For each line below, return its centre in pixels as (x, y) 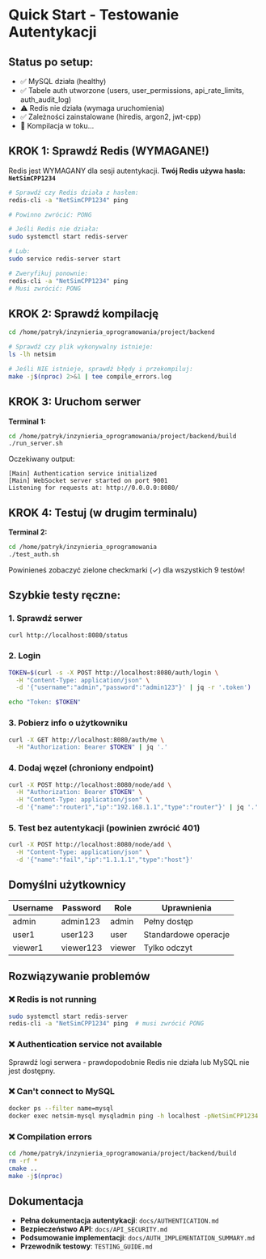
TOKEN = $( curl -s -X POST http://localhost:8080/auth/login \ (114, 673)
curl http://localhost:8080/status (68, 635)
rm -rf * (23, 1161)
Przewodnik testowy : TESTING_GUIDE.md (86, 1246)
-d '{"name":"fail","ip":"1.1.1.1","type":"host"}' (105, 860)
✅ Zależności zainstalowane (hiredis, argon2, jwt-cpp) (110, 116)
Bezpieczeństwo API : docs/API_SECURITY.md (94, 1229)
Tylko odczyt (168, 948)
